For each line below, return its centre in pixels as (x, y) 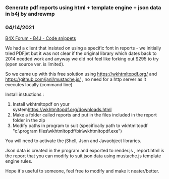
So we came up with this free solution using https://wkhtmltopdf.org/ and (81, 74)
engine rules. (19, 161)
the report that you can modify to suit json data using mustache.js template (83, 156)
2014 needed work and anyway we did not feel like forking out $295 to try (82, 59)
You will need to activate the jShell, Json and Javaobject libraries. (73, 141)
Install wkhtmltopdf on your (41, 104)
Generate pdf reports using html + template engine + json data (83, 8)
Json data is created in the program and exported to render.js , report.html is (85, 151)
